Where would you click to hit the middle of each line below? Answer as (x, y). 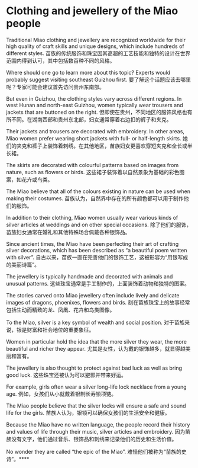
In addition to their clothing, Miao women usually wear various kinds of (92, 217)
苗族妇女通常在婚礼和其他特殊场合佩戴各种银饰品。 (68, 232)
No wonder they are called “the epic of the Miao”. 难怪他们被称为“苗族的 (94, 451)
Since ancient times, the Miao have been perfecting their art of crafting (92, 243)
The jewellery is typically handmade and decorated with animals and (90, 276)
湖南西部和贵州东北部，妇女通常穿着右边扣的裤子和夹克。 (102, 119)
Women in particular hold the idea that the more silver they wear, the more (97, 341)
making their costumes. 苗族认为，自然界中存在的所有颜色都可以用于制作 (95, 198)
